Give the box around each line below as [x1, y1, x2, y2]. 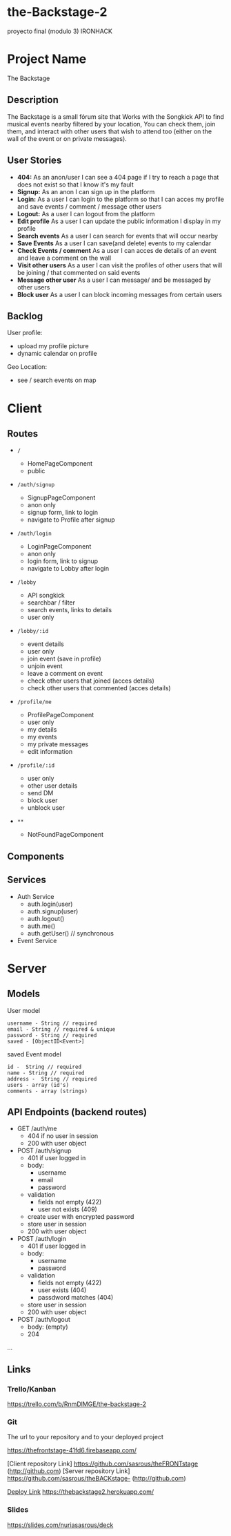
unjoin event [27, 662, 63, 670]
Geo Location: [7, 363, 47, 371]
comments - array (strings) [7, 1088, 88, 1094]
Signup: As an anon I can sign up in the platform [17, 187, 155, 196]
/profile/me [17, 699, 52, 705]
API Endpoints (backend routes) [7, 1106, 147, 1118]
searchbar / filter [27, 598, 76, 607]
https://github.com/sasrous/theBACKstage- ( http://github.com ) [7, 1475, 186, 1483]
